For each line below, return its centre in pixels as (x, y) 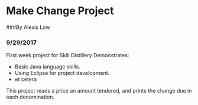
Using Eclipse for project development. (62, 73)
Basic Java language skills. (48, 67)
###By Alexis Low (28, 27)
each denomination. (30, 97)
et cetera (26, 79)
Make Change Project (60, 11)
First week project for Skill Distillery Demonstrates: (68, 55)
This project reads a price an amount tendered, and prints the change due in (99, 91)
